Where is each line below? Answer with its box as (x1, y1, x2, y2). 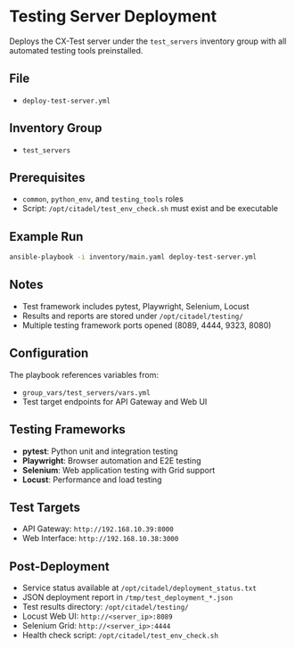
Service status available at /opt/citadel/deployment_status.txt (21, 582, 257, 594)
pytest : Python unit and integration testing (21, 446, 178, 456)
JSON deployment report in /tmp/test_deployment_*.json (21, 592, 234, 603)
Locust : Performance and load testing (21, 474, 162, 485)
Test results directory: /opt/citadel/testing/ (21, 602, 189, 612)
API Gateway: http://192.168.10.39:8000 (21, 523, 174, 534)
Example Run (9, 229, 84, 244)
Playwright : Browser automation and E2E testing (21, 455, 202, 465)
